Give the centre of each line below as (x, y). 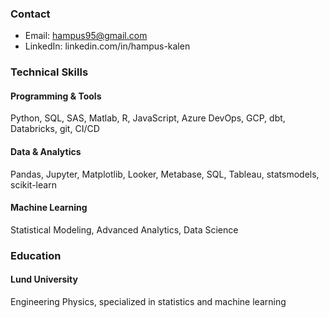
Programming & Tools (56, 96)
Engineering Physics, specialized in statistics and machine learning (148, 301)
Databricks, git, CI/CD (55, 129)
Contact (30, 14)
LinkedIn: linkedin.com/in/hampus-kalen (107, 46)
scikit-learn (33, 184)
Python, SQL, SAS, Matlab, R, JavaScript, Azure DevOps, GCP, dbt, (148, 118)
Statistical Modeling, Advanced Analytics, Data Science (124, 229)
